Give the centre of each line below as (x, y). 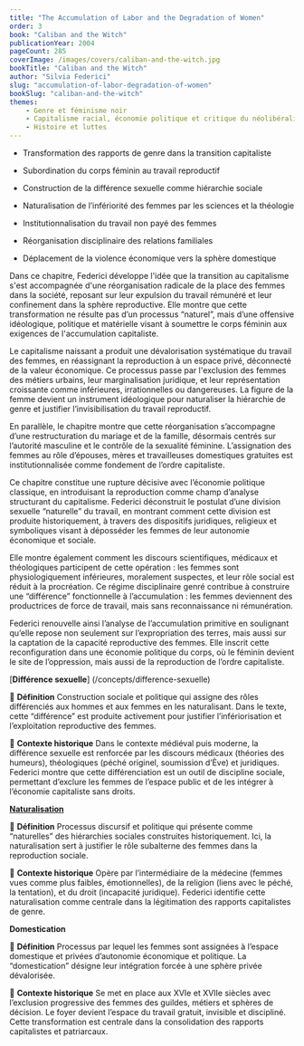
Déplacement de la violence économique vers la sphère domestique (149, 258)
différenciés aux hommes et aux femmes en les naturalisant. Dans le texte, (148, 706)
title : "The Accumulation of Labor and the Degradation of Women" (137, 18)
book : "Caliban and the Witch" (68, 34)
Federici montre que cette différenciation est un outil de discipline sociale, (147, 772)
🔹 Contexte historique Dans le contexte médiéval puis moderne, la (134, 743)
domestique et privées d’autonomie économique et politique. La (128, 956)
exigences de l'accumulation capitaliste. (84, 333)
